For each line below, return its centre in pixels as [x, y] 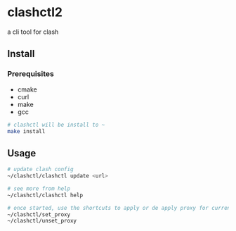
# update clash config [40, 170]
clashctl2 [35, 12]
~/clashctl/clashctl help [45, 195]
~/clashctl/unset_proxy [42, 221]
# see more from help [39, 188]
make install [26, 131]
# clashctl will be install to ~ [56, 125]
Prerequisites [31, 74]
